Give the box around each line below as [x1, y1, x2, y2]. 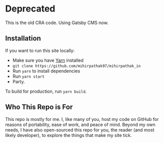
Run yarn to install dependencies [12, 68, 80, 74]
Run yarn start [12, 73, 45, 79]
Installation [5, 34, 41, 43]
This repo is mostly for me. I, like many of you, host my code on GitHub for [5, 116, 159, 122]
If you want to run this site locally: [5, 47, 75, 53]
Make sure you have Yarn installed [12, 57, 84, 63]
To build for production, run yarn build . [5, 88, 87, 94]
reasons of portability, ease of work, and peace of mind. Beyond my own [5, 121, 155, 127]
